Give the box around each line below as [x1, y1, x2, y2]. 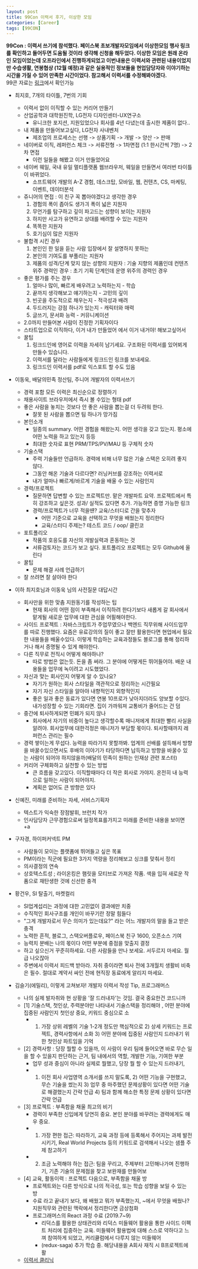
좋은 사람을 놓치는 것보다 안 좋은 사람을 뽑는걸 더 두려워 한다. [23, 403, 164, 410]
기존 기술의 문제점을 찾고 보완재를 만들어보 [49, 1168, 147, 1175]
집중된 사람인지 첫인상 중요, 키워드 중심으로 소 [23, 1009, 129, 1016]
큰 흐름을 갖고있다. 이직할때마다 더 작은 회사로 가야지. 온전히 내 [32, 769, 177, 776]
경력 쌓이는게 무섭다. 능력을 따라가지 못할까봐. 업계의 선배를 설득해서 [23, 740, 181, 747]
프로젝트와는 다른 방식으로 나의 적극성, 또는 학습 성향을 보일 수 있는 [32, 1183, 187, 1190]
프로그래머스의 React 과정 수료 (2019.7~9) [32, 1212, 131, 1219]
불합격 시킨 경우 [23, 237, 60, 245]
